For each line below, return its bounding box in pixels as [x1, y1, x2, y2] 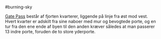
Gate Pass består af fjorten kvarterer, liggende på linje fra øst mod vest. [5, 13, 148, 19]
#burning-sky [5, 4, 32, 10]
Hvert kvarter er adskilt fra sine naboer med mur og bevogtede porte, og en [5, 19, 156, 24]
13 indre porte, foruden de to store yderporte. [5, 29, 96, 34]
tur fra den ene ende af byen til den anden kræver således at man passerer [5, 24, 155, 29]
